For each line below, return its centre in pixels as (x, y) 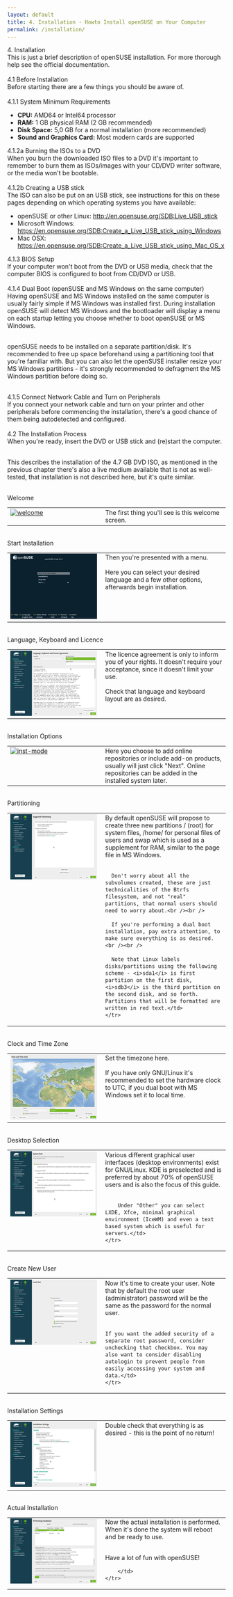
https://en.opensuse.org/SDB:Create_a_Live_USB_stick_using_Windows (119, 231)
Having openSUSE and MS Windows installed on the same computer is (108, 296)
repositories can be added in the (151, 773)
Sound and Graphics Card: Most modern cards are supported (106, 137)
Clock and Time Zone (38, 1043)
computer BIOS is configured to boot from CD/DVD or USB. (92, 274)
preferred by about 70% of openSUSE (159, 1177)
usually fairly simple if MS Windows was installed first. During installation (111, 303)
